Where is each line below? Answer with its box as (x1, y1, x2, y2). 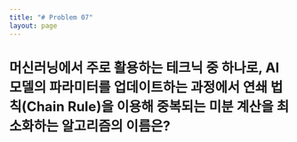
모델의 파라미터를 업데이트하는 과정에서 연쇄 (9, 79, 269, 96)
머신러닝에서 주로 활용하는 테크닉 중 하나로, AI (9, 59, 280, 76)
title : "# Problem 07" (9, 12, 93, 22)
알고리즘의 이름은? (61, 117, 171, 135)
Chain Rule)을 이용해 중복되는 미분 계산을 (26, 99, 274, 115)
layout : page (9, 21, 58, 30)
